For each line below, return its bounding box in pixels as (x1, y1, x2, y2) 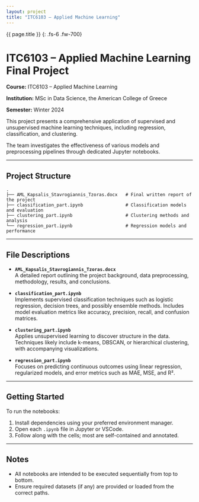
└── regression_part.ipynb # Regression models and (6, 223, 187, 229)
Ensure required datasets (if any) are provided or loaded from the (14, 482, 174, 490)
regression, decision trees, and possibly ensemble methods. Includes (14, 302, 184, 309)
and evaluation (6, 207, 44, 213)
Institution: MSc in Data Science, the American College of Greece (6, 95, 168, 102)
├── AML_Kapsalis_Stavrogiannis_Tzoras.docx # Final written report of (6, 192, 192, 198)
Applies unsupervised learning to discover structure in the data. (14, 332, 171, 340)
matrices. (14, 315, 38, 322)
